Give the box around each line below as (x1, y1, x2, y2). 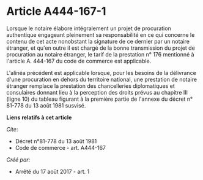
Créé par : (6, 155, 31, 163)
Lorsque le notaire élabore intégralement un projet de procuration (6, 25, 171, 32)
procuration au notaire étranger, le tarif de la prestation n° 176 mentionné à (6, 50, 194, 58)
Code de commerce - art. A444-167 (15, 144, 106, 151)
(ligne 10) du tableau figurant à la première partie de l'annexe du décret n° (6, 95, 193, 103)
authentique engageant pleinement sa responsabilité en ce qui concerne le (6, 31, 195, 38)
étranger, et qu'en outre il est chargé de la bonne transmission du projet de (6, 44, 196, 52)
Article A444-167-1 (6, 4, 106, 18)
